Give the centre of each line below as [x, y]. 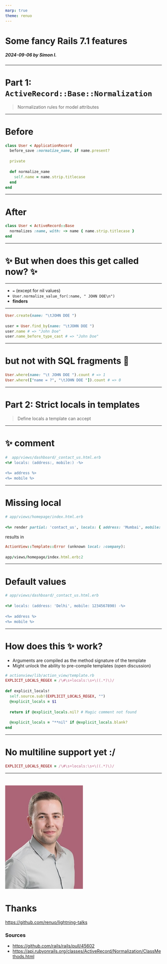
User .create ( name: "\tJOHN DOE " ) [41, 316]
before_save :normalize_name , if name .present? [60, 151]
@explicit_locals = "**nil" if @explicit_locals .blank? [69, 723]
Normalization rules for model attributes [58, 107]
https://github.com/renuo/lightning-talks [46, 922]
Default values [36, 582]
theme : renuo [19, 16]
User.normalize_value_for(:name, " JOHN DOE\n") [64, 296]
